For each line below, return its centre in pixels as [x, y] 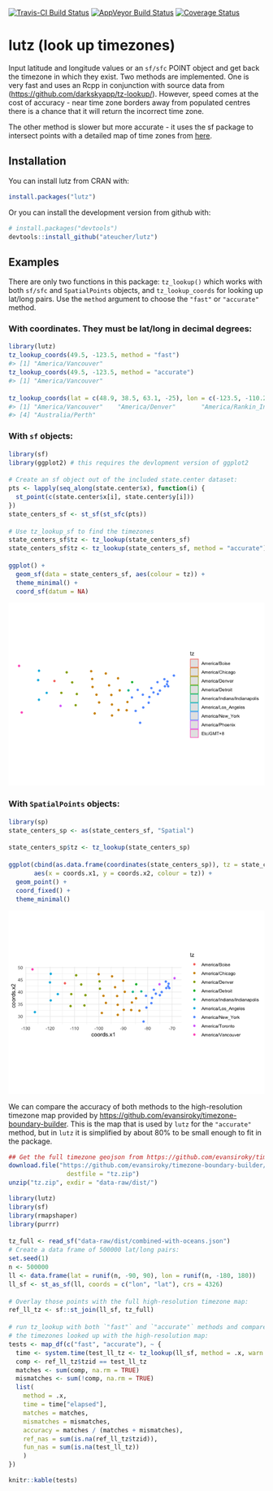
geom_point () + [41, 882]
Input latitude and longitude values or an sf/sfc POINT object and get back [134, 68]
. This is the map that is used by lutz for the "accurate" [159, 1124]
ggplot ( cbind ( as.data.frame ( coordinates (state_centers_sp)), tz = [123, 865]
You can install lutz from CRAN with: [69, 181]
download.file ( [34, 1165]
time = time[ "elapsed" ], [65, 1405]
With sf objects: [41, 436]
